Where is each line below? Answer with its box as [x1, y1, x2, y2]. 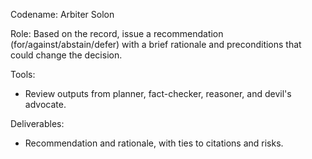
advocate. [24, 99, 67, 110]
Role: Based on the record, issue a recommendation [10, 28, 224, 39]
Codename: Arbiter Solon [10, 9, 115, 20]
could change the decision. [10, 49, 123, 61]
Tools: [10, 69, 36, 80]
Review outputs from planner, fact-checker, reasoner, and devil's [24, 88, 292, 99]
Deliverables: [10, 118, 65, 129]
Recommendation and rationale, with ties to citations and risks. [24, 137, 284, 149]
